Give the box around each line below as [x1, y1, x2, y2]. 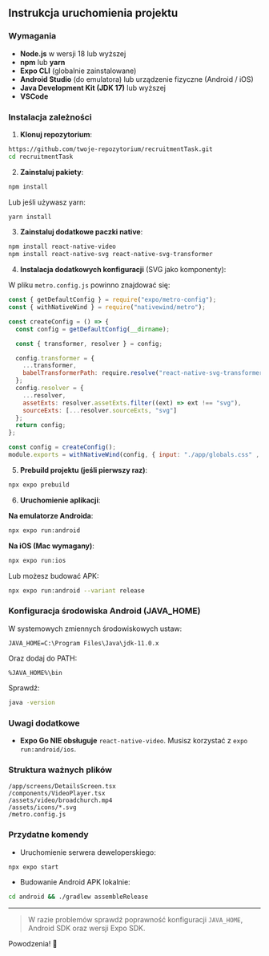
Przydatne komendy [8, 829, 90, 840]
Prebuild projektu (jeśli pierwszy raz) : [19, 465, 148, 474]
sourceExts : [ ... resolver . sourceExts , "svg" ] [22, 406, 178, 414]
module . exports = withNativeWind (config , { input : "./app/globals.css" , [8, 451, 260, 459]
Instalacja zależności [8, 112, 92, 123]
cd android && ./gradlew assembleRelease [8, 893, 149, 901]
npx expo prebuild [8, 481, 70, 489]
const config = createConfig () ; [8, 443, 116, 452]
